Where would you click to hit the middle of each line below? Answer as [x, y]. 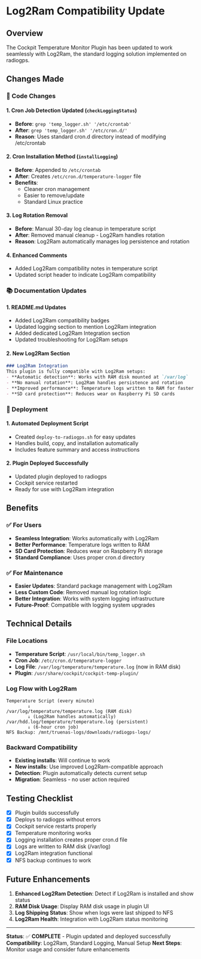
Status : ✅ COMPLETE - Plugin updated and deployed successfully [89, 936]
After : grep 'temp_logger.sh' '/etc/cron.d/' [71, 130]
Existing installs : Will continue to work [63, 760]
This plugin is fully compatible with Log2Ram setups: [76, 372]
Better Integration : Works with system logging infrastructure [90, 599]
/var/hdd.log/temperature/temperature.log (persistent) [77, 722]
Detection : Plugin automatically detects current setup [81, 773]
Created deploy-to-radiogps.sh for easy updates [75, 437]
